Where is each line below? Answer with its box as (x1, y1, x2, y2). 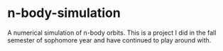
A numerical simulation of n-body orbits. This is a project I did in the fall (7, 28, 217, 37)
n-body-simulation (7, 5, 121, 21)
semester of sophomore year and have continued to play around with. (7, 35, 212, 44)
